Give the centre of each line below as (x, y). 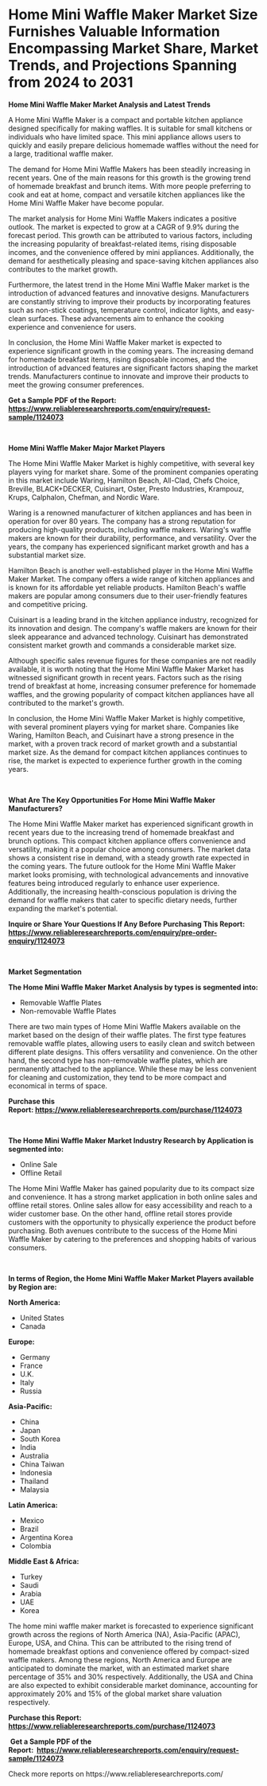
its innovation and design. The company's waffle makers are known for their (133, 628)
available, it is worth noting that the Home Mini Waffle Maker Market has (126, 669)
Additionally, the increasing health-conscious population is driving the (122, 891)
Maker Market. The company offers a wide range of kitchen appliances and (132, 578)
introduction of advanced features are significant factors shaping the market (133, 367)
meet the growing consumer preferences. (76, 385)
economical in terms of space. (58, 1086)
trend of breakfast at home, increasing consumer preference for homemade (132, 686)
